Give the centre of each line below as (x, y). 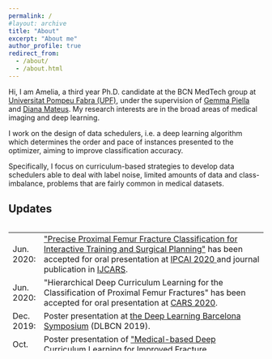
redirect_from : (34, 53)
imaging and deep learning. (54, 118)
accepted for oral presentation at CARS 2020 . (131, 302)
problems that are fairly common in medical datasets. (136, 183)
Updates (30, 209)
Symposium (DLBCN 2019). (97, 326)
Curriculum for (89, 349)
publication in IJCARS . (85, 269)
